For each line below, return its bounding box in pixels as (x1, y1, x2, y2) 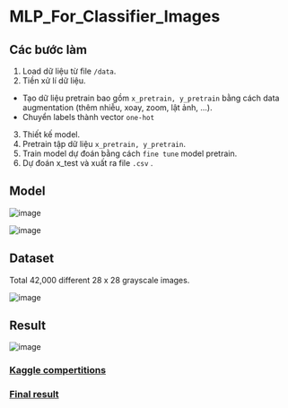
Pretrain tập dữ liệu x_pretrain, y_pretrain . (22, 139, 187, 149)
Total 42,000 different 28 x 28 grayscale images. (9, 274, 190, 285)
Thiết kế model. (22, 129, 81, 140)
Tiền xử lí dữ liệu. (22, 75, 87, 86)
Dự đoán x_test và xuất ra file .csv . (22, 158, 153, 168)
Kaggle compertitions (9, 364, 106, 377)
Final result (9, 388, 60, 401)
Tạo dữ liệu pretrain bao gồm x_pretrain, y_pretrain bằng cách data (22, 92, 280, 103)
